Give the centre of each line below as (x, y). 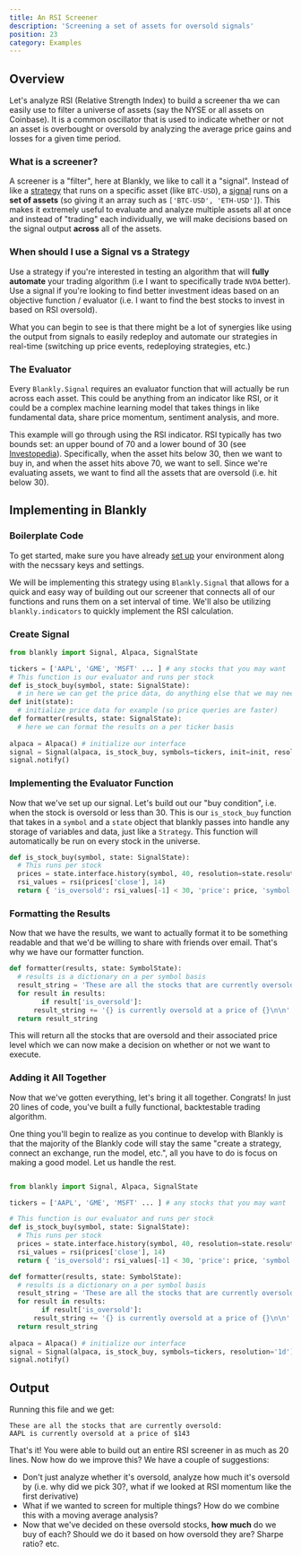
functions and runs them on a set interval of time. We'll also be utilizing (140, 601)
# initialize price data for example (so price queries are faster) (148, 710)
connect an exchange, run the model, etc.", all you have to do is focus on (143, 1153)
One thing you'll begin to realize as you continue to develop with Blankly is (146, 1133)
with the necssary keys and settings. (77, 564)
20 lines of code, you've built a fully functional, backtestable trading (135, 1106)
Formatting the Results (60, 913)
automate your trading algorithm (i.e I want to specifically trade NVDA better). (150, 281)
